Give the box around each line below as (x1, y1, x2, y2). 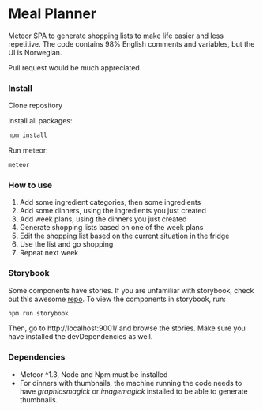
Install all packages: (8, 116, 73, 126)
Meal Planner (8, 5, 97, 23)
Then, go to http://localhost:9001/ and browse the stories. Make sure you (8, 323, 246, 333)
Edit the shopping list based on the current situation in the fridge (19, 231, 230, 241)
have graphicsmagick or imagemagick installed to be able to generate (19, 386, 248, 396)
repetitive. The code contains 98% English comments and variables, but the (8, 39, 255, 48)
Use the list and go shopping (19, 239, 114, 249)
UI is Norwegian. (8, 47, 62, 57)
